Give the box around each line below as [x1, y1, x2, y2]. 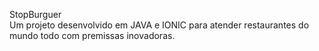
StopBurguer [9, 9, 62, 20]
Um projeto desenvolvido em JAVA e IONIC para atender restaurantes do [9, 19, 310, 31]
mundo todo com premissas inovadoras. [9, 30, 176, 41]
